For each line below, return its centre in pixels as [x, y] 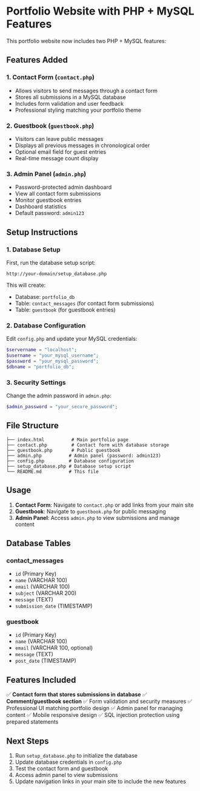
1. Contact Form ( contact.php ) [51, 77]
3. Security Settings [36, 382]
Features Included [41, 680]
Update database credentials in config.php [68, 762]
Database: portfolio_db [45, 296]
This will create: [26, 285]
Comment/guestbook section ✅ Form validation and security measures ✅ [99, 701]
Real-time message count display [57, 158]
